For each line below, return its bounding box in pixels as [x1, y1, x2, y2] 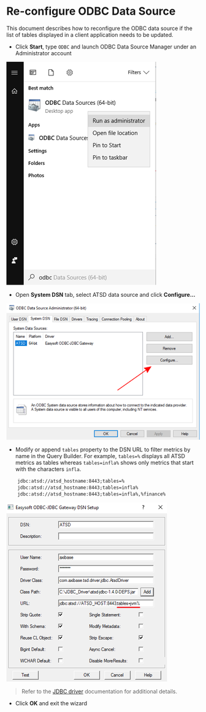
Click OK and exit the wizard [15, 699, 88, 706]
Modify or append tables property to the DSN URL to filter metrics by [15, 446, 191, 453]
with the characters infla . [15, 465, 82, 473]
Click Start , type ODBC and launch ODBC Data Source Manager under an [15, 43, 197, 50]
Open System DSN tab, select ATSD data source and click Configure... [15, 291, 196, 298]
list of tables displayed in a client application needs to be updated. [6, 31, 174, 38]
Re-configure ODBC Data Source [6, 4, 176, 18]
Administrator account [15, 49, 72, 56]
